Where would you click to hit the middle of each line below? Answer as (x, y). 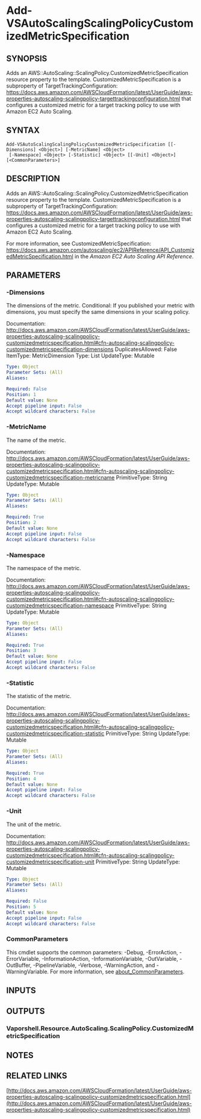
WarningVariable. (28, 971)
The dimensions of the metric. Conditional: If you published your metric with (100, 306)
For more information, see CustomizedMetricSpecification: (79, 243)
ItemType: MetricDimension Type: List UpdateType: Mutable (80, 356)
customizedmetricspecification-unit (50, 862)
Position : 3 (21, 651)
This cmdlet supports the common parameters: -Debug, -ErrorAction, (92, 952)
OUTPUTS (26, 1011)
